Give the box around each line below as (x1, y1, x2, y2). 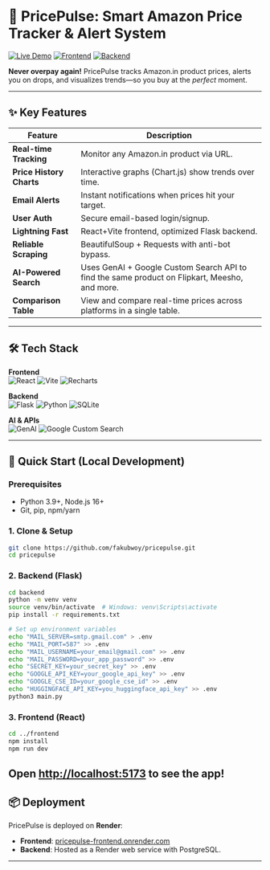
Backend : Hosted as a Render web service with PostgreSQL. (19, 844, 222, 854)
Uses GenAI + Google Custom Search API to (80, 261, 247, 272)
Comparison (12, 295, 61, 306)
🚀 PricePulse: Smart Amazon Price (8, 7, 243, 26)
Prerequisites (8, 478, 62, 489)
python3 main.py (8, 692, 63, 700)
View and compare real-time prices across (80, 295, 243, 306)
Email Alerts (12, 194, 60, 206)
